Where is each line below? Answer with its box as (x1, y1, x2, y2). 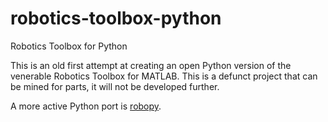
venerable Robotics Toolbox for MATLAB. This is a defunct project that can (10, 70, 318, 82)
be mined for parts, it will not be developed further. (10, 80, 220, 92)
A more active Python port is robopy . (10, 100, 162, 112)
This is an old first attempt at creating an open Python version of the (10, 59, 292, 71)
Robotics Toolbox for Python (10, 40, 128, 52)
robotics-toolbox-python (10, 7, 222, 30)
